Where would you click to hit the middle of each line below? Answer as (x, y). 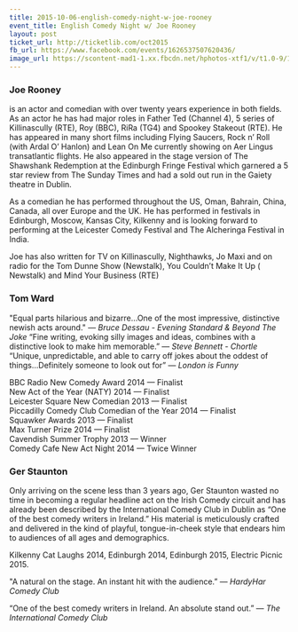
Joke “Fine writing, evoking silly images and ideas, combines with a (132, 336)
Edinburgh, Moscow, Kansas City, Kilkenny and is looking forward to (133, 221)
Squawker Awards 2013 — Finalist (71, 420)
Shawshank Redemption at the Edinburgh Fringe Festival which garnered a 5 (149, 166)
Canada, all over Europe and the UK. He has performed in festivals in (135, 211)
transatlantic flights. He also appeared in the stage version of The (129, 156)
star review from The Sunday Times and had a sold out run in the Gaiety (141, 175)
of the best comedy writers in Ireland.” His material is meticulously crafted (144, 518)
